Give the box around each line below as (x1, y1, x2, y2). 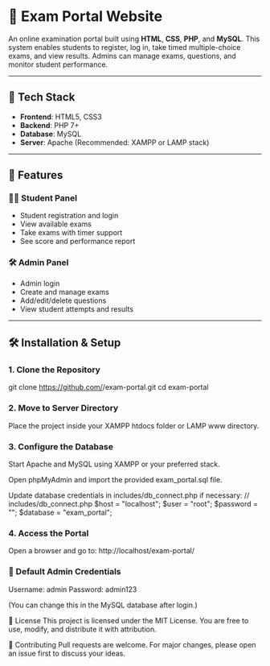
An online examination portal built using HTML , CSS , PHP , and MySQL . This (8, 34, 260, 43)
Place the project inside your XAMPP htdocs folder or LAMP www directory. (8, 420, 260, 430)
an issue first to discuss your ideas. (8, 648, 126, 658)
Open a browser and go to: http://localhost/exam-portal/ (8, 546, 195, 556)
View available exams (19, 219, 92, 229)
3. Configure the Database (8, 441, 114, 452)
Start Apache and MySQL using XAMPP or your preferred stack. (8, 459, 220, 470)
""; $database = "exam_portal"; (8, 507, 112, 518)
